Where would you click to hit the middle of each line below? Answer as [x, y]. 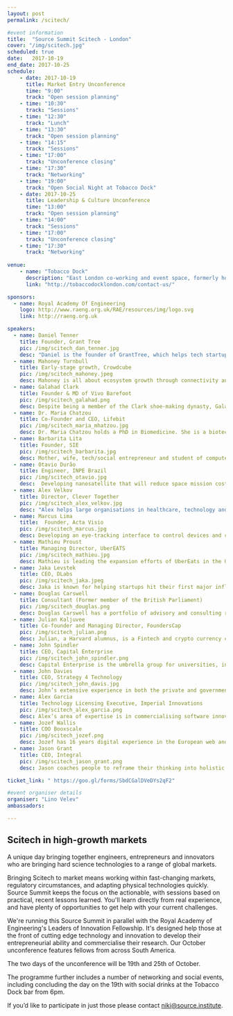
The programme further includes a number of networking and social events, [115, 977]
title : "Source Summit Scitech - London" [69, 39]
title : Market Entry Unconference [76, 84]
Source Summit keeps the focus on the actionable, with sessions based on [114, 892]
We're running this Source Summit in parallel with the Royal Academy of [110, 920]
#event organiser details [44, 793]
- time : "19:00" [43, 181]
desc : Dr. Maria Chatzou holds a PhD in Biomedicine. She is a [113, 432]
